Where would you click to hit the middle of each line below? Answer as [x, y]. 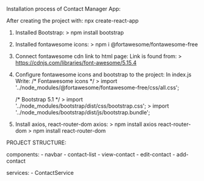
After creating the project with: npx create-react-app [73, 20]
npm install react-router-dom [70, 131]
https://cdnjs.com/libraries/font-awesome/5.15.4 [76, 63]
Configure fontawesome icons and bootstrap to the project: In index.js [103, 75]
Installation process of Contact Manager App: [64, 9]
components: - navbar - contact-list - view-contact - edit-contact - [91, 154]
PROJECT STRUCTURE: [36, 142]
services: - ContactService [40, 173]
